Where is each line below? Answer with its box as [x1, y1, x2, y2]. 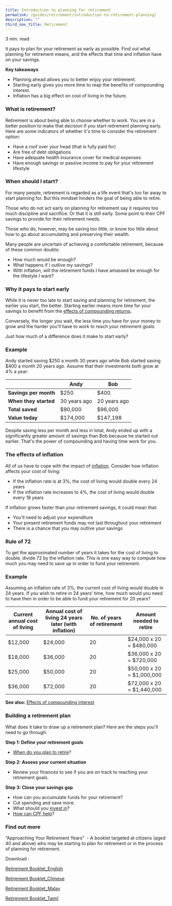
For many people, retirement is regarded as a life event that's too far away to [5, 189, 167, 196]
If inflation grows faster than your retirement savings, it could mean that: [5, 504, 158, 510]
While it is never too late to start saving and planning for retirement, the [5, 297, 155, 304]
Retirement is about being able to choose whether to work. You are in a [5, 117, 155, 123]
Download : [5, 855, 30, 861]
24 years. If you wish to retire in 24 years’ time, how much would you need [5, 590, 163, 596]
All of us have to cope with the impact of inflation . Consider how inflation [5, 463, 159, 469]
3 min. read [5, 36, 30, 42]
